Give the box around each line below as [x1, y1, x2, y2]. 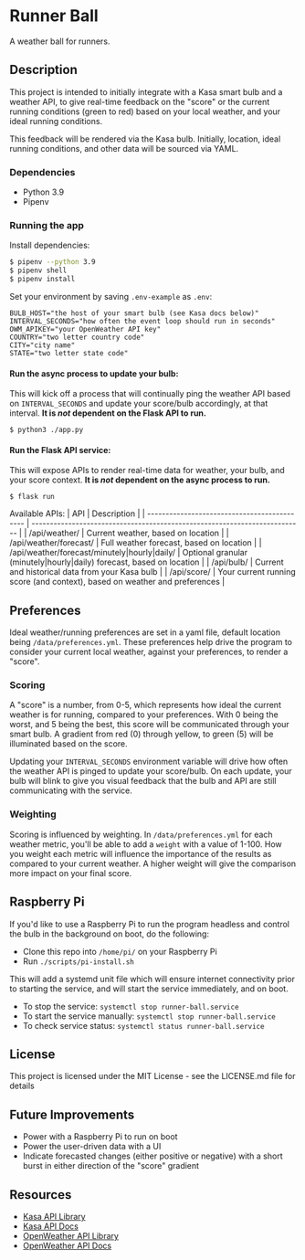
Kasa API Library [22, 1212, 86, 1223]
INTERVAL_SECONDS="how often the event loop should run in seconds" [9, 316, 276, 325]
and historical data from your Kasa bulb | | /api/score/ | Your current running [9, 566, 297, 577]
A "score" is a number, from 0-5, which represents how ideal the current [9, 700, 281, 711]
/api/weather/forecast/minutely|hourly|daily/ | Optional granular [9, 547, 248, 558]
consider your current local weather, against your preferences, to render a [9, 646, 289, 658]
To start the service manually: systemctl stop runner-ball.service [22, 1011, 276, 1022]
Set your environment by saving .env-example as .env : [9, 291, 213, 302]
